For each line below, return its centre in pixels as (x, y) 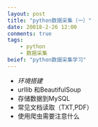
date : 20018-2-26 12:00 (42, 27)
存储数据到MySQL (44, 98)
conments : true (30, 34)
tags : (15, 40)
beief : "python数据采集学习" (47, 60)
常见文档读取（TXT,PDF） (55, 107)
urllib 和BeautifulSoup (49, 90)
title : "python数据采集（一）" (49, 20)
